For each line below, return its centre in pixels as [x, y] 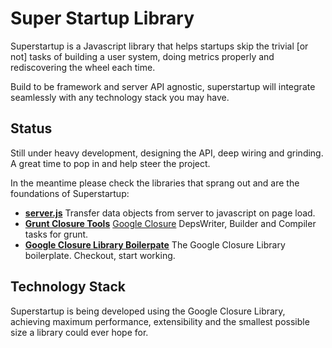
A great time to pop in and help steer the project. [110, 163]
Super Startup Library [102, 18]
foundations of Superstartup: [70, 193]
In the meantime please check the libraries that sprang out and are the [155, 183]
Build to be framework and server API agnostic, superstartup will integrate [163, 86]
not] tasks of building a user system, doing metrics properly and [142, 56]
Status [31, 128]
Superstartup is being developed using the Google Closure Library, [148, 311]
